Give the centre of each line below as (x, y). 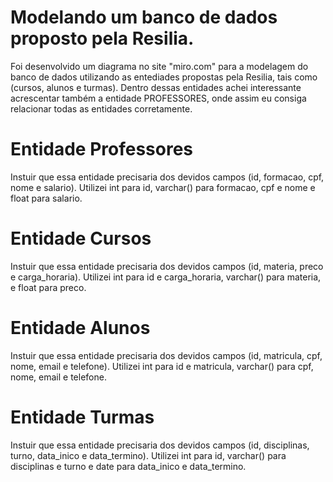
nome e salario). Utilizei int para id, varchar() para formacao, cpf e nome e (163, 187)
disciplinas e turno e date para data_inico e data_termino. (128, 466)
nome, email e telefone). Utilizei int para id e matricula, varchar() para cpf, (162, 366)
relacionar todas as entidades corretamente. (101, 108)
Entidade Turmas (82, 417)
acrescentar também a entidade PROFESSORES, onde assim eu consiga (158, 98)
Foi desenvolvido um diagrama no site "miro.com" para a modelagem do (159, 66)
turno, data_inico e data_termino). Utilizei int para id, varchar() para (148, 455)
